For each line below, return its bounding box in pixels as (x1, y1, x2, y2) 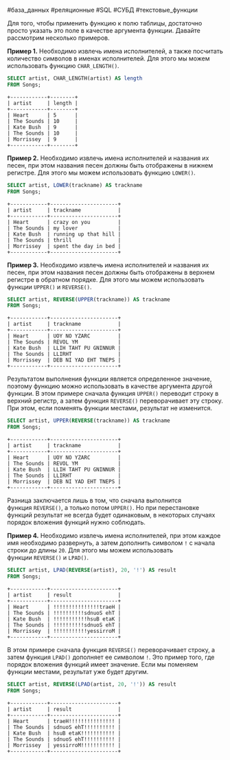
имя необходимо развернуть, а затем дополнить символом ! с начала (7, 539, 216, 547)
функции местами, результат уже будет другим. (7, 667, 149, 675)
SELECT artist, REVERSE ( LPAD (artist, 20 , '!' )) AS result (7, 680, 176, 688)
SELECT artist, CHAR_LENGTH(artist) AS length (7, 75, 143, 82)
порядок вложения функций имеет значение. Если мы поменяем (7, 660, 198, 669)
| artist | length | (7, 100, 78, 107)
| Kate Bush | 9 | (7, 124, 78, 131)
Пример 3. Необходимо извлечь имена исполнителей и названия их (7, 260, 209, 269)
